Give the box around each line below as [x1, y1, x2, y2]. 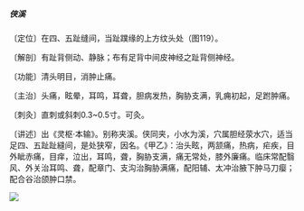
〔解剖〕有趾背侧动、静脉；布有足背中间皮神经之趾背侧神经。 [9, 51, 240, 62]
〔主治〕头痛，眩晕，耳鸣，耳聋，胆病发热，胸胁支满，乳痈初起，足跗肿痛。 [9, 90, 295, 101]
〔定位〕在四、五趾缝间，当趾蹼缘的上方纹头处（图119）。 [9, 32, 223, 43]
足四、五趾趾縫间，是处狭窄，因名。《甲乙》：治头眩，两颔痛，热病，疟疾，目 [9, 140, 295, 151]
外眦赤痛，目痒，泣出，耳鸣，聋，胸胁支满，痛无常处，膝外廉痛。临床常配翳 [9, 151, 295, 161]
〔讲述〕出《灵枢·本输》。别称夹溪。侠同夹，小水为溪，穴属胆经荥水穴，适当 [9, 128, 294, 139]
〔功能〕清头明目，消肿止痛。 [9, 70, 120, 81]
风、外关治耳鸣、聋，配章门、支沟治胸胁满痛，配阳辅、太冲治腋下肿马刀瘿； [9, 162, 295, 173]
